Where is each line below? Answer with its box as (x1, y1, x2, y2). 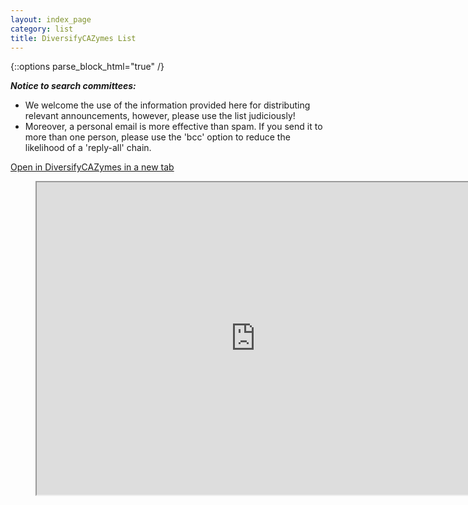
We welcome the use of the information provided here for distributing (24, 99, 311, 111)
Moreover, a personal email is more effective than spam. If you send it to (24, 121, 323, 133)
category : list (10, 24, 74, 34)
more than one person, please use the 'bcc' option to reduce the (24, 131, 291, 143)
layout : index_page (10, 14, 92, 25)
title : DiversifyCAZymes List (10, 33, 137, 43)
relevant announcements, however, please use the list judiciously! (24, 110, 296, 122)
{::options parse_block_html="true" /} (10, 61, 165, 73)
